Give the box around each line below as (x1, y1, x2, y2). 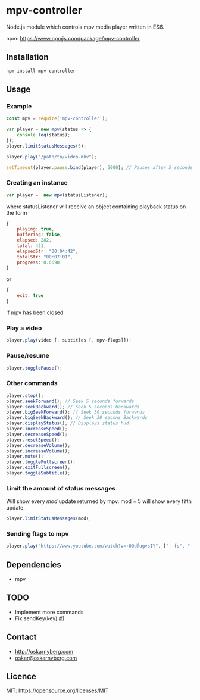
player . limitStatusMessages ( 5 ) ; (6, 143, 86, 149)
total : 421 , (17, 243, 46, 249)
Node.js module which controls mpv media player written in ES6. (6, 23, 165, 30)
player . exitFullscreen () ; (6, 465, 70, 471)
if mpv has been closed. (6, 309, 65, 316)
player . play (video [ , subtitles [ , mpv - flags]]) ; (6, 337, 132, 343)
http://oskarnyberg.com (14, 648, 73, 655)
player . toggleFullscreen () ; (6, 459, 76, 465)
